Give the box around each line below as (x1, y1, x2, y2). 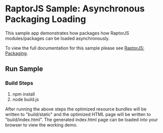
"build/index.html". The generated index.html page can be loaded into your (5, 117, 158, 123)
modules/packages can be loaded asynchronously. (5, 35, 110, 41)
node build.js (12, 96, 39, 102)
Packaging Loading (5, 13, 86, 25)
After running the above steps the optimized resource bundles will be (5, 106, 147, 112)
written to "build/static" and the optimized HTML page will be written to (5, 111, 151, 117)
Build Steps (5, 80, 33, 87)
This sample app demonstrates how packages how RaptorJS (5, 30, 129, 36)
